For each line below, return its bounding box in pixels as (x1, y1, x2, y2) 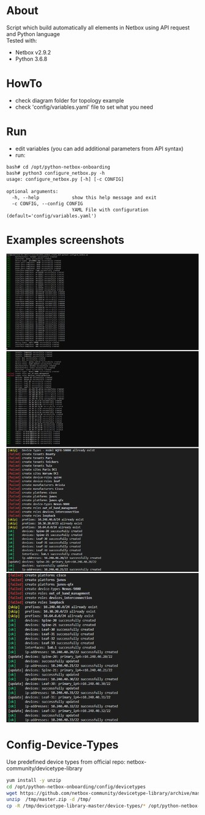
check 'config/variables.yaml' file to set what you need (15, 103, 154, 111)
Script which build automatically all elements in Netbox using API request (6, 24, 190, 31)
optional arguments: (6, 188, 59, 194)
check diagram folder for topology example (15, 97, 124, 104)
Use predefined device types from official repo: (6, 758, 126, 766)
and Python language (6, 30, 60, 37)
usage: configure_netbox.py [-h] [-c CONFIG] (6, 176, 124, 182)
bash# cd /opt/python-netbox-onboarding (6, 164, 111, 170)
